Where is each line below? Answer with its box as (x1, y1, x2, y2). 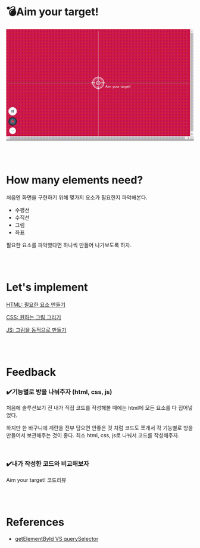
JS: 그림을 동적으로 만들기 (6, 326, 67, 334)
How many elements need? (6, 173, 143, 187)
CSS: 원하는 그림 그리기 (6, 313, 61, 320)
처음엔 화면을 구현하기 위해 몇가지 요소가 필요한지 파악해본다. (6, 194, 148, 201)
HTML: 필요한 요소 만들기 (6, 301, 65, 308)
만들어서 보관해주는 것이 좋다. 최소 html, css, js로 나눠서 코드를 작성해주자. (6, 432, 180, 439)
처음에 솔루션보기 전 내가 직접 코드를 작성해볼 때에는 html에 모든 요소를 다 (6, 404, 177, 412)
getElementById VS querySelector (14, 535, 99, 542)
